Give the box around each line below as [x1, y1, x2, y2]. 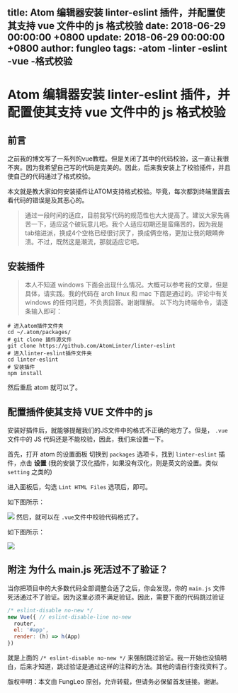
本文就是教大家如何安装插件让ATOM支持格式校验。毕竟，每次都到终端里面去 [7, 187, 230, 196]
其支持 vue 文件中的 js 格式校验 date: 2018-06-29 [7, 20, 226, 32]
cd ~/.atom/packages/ [7, 328, 72, 336]
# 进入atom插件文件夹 [7, 323, 64, 330]
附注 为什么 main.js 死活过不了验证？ [7, 563, 169, 575]
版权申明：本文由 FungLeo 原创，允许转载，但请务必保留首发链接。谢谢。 [7, 677, 223, 686]
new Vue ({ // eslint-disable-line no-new [7, 613, 132, 621]
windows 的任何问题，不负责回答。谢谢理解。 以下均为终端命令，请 [24, 298, 222, 307]
